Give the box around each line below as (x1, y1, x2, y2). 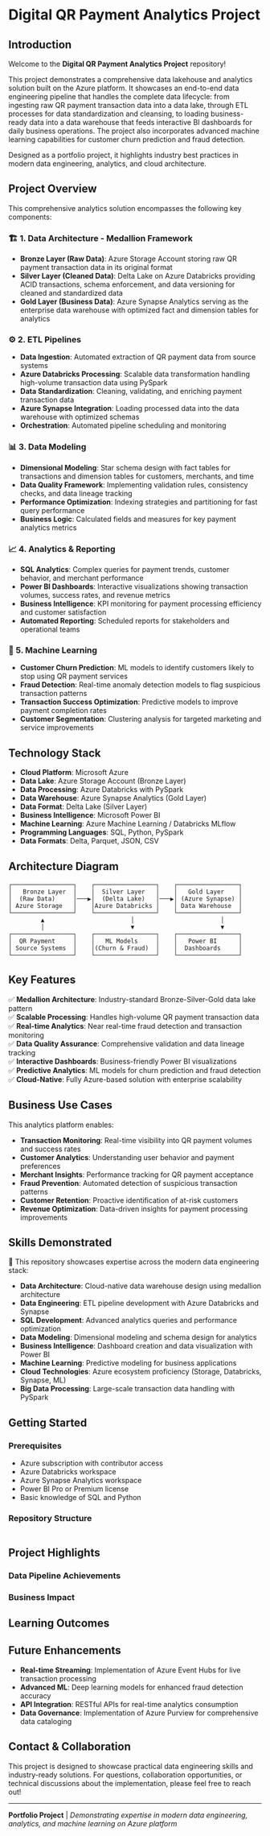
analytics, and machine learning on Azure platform (8, 1818, 178, 1828)
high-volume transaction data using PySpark (19, 378, 168, 388)
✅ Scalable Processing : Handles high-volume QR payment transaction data (8, 1012, 260, 1022)
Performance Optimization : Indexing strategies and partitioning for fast (19, 497, 258, 507)
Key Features (8, 973, 76, 987)
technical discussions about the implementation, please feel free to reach (8, 1778, 252, 1788)
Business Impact (8, 1591, 75, 1602)
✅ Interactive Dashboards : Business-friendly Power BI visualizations (8, 1056, 237, 1066)
